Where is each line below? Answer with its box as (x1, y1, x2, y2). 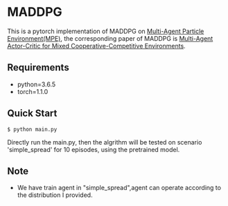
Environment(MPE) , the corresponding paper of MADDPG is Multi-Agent (7, 34, 213, 42)
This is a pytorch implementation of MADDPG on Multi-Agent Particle (7, 27, 204, 35)
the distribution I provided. (17, 191, 93, 199)
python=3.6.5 (17, 80, 56, 88)
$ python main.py (7, 126, 58, 133)
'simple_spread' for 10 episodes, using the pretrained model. (7, 145, 180, 153)
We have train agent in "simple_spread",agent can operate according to (17, 184, 222, 192)
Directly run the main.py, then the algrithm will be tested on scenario (7, 138, 202, 146)
